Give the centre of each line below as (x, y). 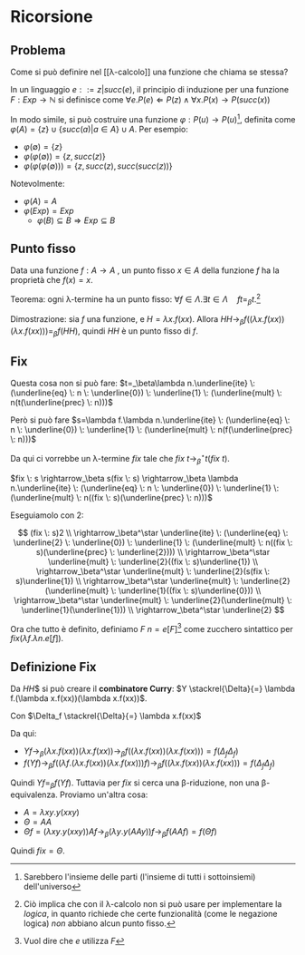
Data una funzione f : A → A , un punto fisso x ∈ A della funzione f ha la (145, 270)
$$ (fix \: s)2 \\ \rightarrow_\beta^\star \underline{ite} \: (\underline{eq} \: (153, 532)
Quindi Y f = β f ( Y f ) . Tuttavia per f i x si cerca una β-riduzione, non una (135, 784)
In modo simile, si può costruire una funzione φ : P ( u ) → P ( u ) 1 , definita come (153, 118)
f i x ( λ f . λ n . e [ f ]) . (37, 638)
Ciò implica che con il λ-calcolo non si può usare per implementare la (152, 904)
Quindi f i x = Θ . (38, 851)
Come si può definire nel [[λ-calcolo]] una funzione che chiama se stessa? (149, 72)
